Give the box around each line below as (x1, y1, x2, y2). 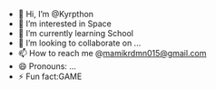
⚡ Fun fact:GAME (17, 71, 83, 82)
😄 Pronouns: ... (17, 61, 77, 72)
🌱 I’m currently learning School (17, 28, 134, 38)
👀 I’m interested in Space (17, 18, 112, 29)
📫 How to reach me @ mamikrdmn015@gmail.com (17, 48, 207, 58)
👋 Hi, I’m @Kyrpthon (17, 9, 93, 19)
